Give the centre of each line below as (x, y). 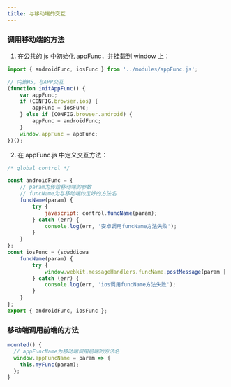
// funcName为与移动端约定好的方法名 (68, 194)
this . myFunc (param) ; (50, 365)
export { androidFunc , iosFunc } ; (58, 311)
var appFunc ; (39, 95)
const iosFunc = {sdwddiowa (48, 253)
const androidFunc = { (40, 181)
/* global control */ (39, 168)
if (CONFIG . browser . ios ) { (59, 101)
